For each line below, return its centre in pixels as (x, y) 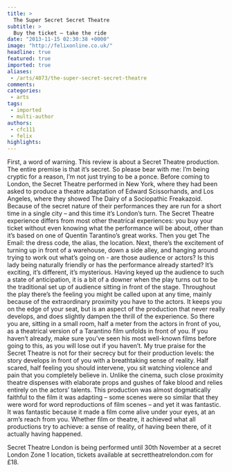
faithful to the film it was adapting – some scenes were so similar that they (113, 397)
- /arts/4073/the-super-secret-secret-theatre (79, 78)
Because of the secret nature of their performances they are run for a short (114, 206)
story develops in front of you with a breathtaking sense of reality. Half (108, 361)
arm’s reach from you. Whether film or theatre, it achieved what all (101, 419)
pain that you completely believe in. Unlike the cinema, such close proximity (115, 375)
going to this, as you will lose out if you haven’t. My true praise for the (107, 346)
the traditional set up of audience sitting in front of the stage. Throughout (111, 287)
